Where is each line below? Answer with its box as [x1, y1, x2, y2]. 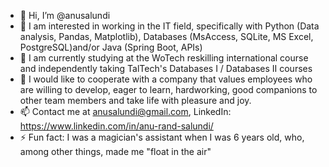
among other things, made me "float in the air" [19, 146, 212, 157]
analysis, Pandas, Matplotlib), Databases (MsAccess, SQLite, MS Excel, [19, 31, 314, 42]
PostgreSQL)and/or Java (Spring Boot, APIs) [19, 41, 203, 53]
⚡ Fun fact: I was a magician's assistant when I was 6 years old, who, [19, 131, 305, 143]
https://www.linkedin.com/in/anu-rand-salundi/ [19, 120, 214, 132]
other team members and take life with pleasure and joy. [19, 95, 252, 106]
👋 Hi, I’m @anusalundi [19, 10, 111, 21]
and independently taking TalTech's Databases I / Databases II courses [19, 63, 313, 74]
